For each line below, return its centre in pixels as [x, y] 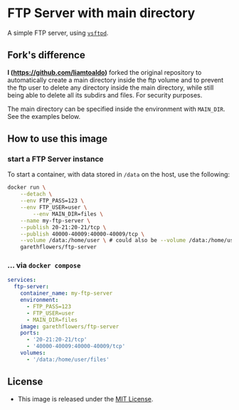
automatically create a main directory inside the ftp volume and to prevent [116, 80]
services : [22, 280]
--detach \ [36, 194]
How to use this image [58, 139]
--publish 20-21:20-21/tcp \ [63, 227]
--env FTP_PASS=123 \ [52, 201]
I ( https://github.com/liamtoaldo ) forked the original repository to [105, 72]
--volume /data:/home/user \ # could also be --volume [103, 241]
